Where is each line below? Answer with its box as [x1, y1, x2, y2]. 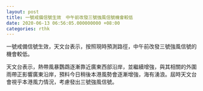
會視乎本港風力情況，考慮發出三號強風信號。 [6, 78, 118, 86]
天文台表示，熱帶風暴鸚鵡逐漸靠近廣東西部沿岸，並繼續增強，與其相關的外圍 [6, 63, 197, 71]
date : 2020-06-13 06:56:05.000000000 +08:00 [6, 20, 120, 26]
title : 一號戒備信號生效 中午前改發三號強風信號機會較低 [6, 14, 134, 20]
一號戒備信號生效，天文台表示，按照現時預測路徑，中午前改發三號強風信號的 [6, 43, 197, 50]
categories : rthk [6, 25, 50, 32]
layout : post [6, 8, 39, 15]
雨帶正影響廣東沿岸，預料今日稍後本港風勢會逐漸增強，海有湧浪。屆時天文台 [6, 71, 197, 78]
